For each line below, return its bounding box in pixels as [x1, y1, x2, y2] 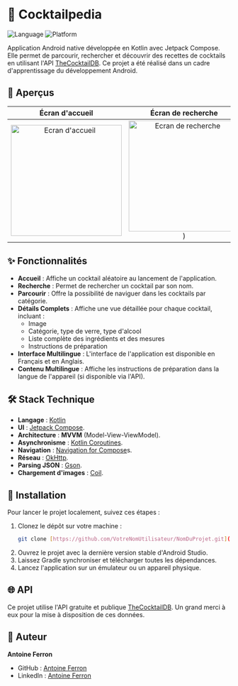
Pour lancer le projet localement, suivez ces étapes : [7, 508, 161, 517]
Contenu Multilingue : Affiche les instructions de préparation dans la [17, 364, 220, 373]
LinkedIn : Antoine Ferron [17, 671, 92, 680]
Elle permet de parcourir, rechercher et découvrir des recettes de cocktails [7, 51, 226, 60]
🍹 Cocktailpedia [7, 6, 103, 23]
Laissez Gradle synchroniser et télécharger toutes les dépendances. [17, 556, 217, 565]
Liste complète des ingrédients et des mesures [28, 334, 165, 343]
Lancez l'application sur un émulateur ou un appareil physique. [17, 564, 202, 572]
